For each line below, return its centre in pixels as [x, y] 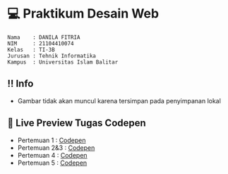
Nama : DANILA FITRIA [44, 37]
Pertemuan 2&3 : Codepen [56, 147]
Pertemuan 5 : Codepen [52, 163]
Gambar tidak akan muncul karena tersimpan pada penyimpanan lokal [119, 100]
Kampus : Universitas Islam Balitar [63, 62]
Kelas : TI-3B [31, 50]
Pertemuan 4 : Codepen [52, 155]
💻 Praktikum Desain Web [83, 14]
